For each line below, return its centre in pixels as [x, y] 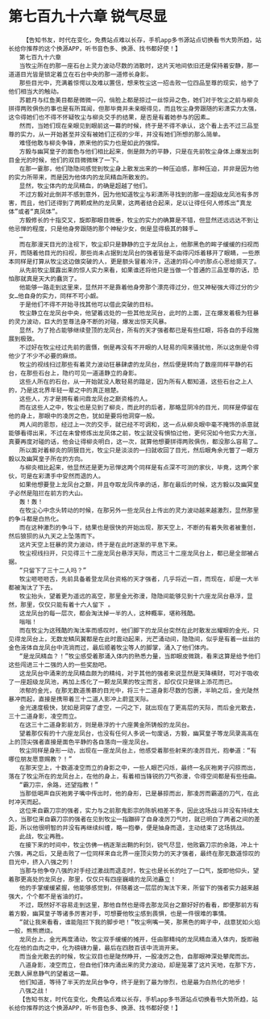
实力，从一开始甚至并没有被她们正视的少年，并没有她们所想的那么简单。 [122, 134]
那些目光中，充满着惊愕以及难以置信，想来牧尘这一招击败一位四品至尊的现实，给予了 [139, 83]
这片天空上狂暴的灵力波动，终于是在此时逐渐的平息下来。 [100, 545]
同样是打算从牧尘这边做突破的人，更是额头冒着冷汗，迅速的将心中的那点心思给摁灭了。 [137, 262]
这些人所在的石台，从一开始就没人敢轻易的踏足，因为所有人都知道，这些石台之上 [133, 382]
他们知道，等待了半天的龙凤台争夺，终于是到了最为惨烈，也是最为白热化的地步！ [133, 982]
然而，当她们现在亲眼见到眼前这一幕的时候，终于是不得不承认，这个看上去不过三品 [136, 126]
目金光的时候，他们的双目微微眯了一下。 [65, 160]
